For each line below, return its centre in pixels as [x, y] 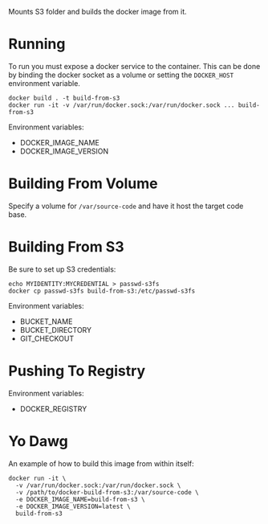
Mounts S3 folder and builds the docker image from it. [97, 12]
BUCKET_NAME [46, 321]
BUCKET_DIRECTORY [56, 330]
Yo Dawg [38, 441]
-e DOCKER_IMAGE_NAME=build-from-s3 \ [81, 499]
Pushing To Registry [77, 371]
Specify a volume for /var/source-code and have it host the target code [126, 206]
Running [37, 44]
